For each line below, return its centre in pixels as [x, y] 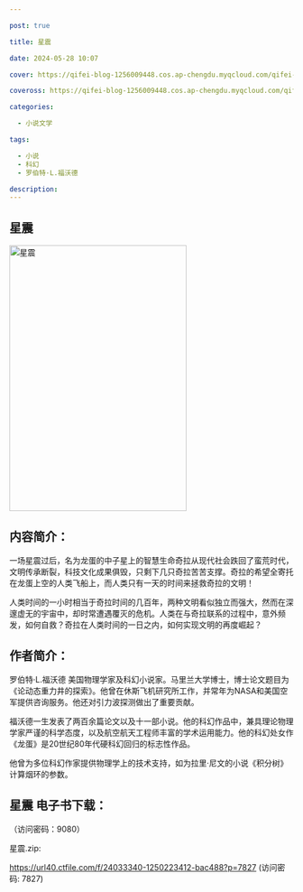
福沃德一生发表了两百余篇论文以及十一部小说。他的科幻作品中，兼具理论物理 [151, 721]
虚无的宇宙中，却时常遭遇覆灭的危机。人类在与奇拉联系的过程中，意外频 [151, 613]
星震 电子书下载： [58, 806]
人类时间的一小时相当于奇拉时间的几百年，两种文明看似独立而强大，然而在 [147, 602]
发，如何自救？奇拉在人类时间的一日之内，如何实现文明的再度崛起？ [136, 625]
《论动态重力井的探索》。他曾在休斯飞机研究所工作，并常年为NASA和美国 [145, 691]
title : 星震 [30, 42]
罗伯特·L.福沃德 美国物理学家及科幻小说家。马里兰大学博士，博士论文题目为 [149, 679]
